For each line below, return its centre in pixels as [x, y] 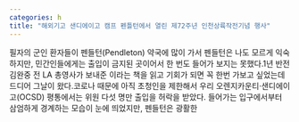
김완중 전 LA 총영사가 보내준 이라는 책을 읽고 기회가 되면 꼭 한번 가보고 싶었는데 [147, 74]
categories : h [36, 17]
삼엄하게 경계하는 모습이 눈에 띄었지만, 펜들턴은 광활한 [104, 108]
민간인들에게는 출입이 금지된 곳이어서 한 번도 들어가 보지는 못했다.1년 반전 [162, 63]
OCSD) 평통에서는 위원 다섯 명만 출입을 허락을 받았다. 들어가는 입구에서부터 [151, 97]
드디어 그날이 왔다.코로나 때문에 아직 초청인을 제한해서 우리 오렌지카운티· [135, 85]
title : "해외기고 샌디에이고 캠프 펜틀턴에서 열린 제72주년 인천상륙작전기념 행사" [140, 26]
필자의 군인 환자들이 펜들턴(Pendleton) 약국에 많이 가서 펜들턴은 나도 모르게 [141, 52]
